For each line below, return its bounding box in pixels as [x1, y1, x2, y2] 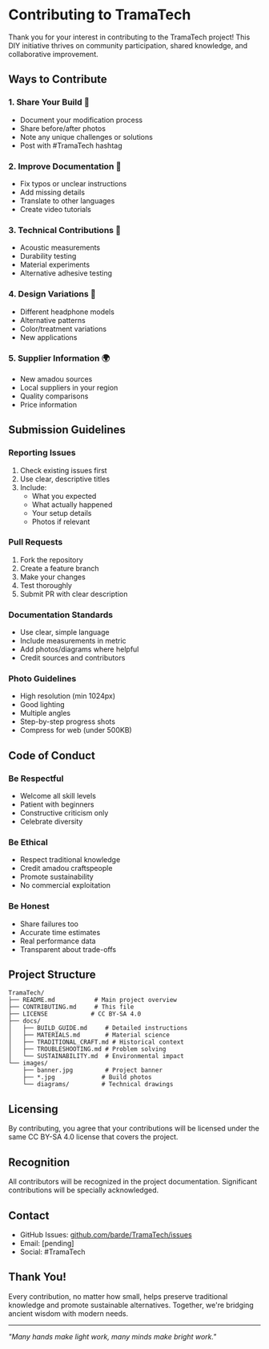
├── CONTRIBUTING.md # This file [8, 1003, 134, 1012]
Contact [8, 1208, 50, 1222]
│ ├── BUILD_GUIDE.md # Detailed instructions [8, 1024, 188, 1032]
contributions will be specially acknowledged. [8, 1185, 159, 1195]
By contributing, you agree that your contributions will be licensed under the [8, 1123, 260, 1134]
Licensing [8, 1102, 58, 1116]
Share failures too [19, 918, 78, 929]
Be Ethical [8, 837, 48, 848]
